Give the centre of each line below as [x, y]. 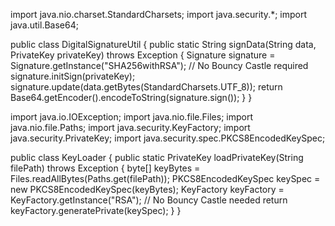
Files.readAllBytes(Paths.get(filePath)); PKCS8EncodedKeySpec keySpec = [165, 178]
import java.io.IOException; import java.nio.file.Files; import [131, 117]
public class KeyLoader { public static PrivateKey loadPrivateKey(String [157, 157]
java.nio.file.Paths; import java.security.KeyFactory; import [130, 127]
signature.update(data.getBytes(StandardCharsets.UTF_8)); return [146, 87]
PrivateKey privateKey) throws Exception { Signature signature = [143, 55]
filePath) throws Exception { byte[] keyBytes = [105, 168]
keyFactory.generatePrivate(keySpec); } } [96, 210]
